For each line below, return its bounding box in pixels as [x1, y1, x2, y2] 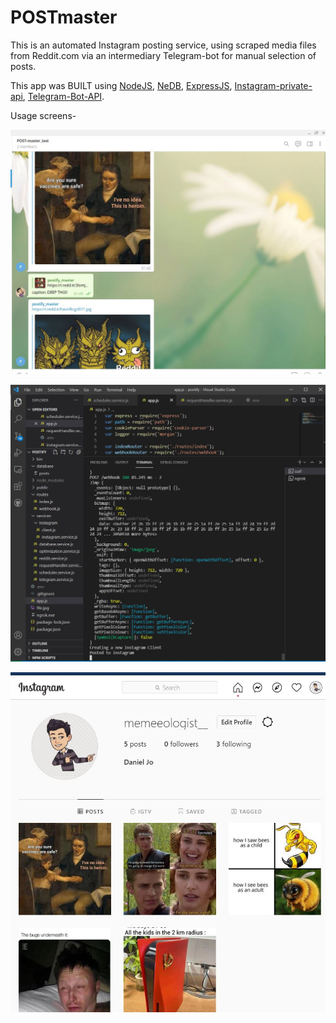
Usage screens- [10, 109, 77, 121]
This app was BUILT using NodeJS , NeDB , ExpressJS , [10, 79, 233, 91]
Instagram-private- [234, 79, 313, 91]
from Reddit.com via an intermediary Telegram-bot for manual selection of [10, 49, 317, 61]
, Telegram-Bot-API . [22, 90, 105, 102]
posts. [10, 60, 37, 72]
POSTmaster [10, 6, 118, 29]
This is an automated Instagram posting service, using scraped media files [10, 39, 317, 51]
